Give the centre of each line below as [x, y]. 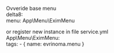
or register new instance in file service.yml [57, 32]
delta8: [15, 14]
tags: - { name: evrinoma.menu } [45, 44]
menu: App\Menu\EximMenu [40, 20]
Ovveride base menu [31, 8]
